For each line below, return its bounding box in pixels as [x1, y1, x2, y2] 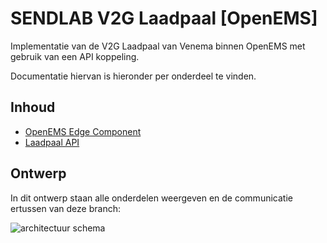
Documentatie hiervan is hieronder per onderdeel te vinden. [10, 70, 257, 82]
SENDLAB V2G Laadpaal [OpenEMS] [10, 7, 318, 30]
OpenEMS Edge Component [24, 125, 142, 137]
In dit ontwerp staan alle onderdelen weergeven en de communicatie [10, 192, 293, 204]
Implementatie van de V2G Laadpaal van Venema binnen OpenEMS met [10, 40, 306, 52]
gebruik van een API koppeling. [10, 50, 140, 62]
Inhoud [10, 99, 56, 116]
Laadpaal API [24, 136, 80, 148]
